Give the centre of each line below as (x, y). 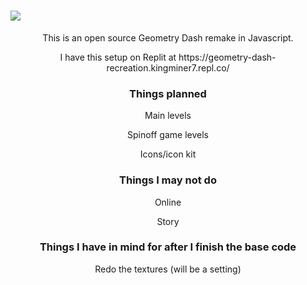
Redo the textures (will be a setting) (168, 269)
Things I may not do (168, 180)
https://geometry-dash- (227, 57)
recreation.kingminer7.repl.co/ (168, 67)
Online (168, 202)
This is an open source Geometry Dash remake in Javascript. (168, 37)
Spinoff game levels (168, 135)
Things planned (168, 93)
